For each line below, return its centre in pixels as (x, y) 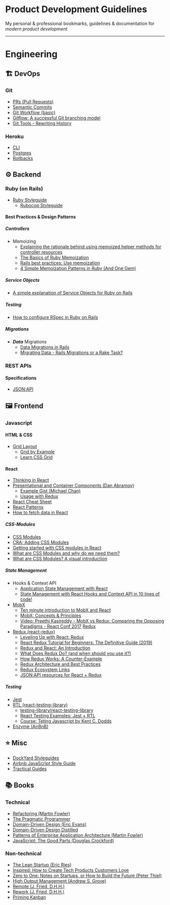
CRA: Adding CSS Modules (41, 542)
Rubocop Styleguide (41, 205)
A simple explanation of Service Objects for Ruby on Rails (72, 293)
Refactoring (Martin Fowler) (41, 813)
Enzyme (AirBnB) (30, 726)
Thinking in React (31, 480)
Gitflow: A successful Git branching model (56, 118)
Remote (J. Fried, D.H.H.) (38, 886)
